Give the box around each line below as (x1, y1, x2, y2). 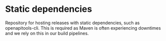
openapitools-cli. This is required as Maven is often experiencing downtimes (5, 25, 161, 31)
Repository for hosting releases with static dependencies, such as (5, 20, 140, 26)
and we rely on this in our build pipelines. (5, 30, 89, 36)
